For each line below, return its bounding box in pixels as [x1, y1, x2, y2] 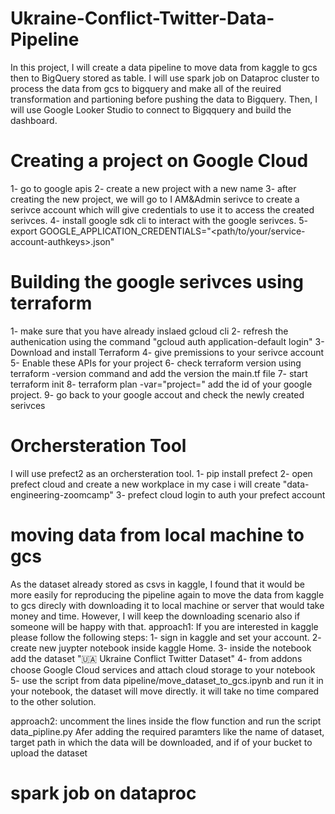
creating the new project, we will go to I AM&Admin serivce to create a [10, 193, 300, 205]
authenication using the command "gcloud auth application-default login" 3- [10, 335, 325, 347]
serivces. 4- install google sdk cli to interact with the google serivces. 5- [10, 214, 308, 226]
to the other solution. [10, 695, 97, 707]
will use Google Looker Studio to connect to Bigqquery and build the [10, 103, 292, 116]
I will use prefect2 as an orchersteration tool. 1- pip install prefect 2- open [10, 467, 313, 479]
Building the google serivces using [10, 271, 304, 294]
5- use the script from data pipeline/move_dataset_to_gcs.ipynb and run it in [10, 674, 324, 686]
